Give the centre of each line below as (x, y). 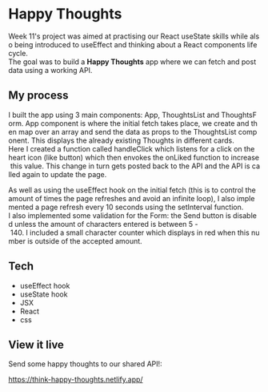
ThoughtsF (239, 115)
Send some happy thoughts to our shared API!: (85, 364)
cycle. (18, 53)
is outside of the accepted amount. (85, 240)
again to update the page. (64, 174)
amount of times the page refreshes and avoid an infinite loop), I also (122, 198)
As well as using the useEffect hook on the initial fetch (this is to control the (132, 190)
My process (38, 96)
